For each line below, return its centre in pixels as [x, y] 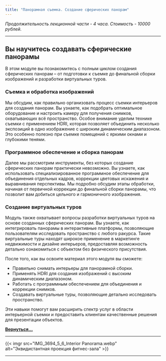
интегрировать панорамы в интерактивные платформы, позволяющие [80, 228]
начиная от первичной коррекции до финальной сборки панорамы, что [81, 189]
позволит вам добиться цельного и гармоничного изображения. [73, 194]
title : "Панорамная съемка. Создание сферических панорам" [67, 10]
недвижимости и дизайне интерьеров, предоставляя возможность [76, 244]
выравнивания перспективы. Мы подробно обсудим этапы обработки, [80, 184]
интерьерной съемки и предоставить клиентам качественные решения [81, 315]
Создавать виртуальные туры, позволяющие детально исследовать [84, 294]
